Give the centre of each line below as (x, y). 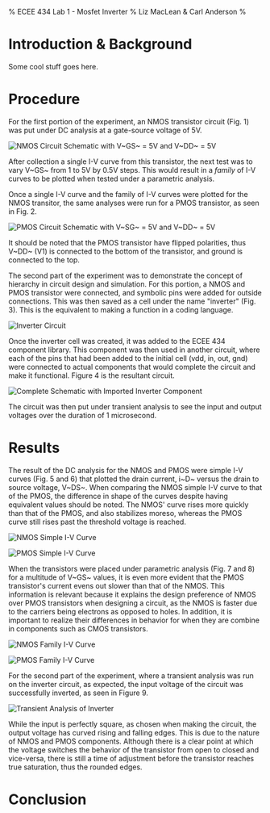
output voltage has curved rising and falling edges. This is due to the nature (134, 732)
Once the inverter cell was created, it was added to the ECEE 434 (117, 341)
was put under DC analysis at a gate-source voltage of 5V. (106, 130)
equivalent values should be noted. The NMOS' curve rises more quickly (129, 505)
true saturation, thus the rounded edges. (75, 767)
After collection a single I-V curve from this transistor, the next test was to (131, 161)
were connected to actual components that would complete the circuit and (132, 367)
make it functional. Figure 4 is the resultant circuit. (91, 375)
